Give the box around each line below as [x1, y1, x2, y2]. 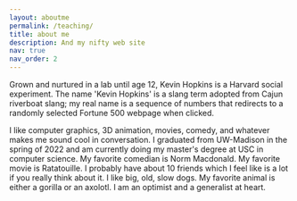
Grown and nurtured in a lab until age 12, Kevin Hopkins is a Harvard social [9, 80, 284, 89]
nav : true [9, 46, 46, 55]
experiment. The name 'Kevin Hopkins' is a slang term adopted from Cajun [9, 88, 284, 99]
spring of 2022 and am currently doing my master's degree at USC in [9, 144, 264, 155]
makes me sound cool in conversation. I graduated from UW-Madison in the [9, 135, 288, 145]
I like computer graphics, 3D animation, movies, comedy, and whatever [9, 125, 270, 135]
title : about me [9, 29, 70, 38]
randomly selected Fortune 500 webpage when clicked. [9, 108, 215, 118]
